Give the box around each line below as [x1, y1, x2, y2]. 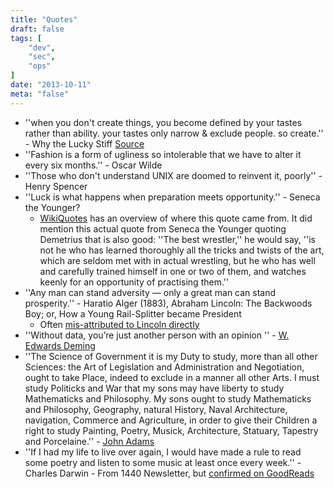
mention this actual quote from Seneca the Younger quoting [39, 222, 287, 235]
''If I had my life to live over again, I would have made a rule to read [24, 446, 302, 458]
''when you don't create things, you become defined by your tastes [24, 116, 303, 128]
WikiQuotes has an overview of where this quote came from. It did [39, 212, 313, 224]
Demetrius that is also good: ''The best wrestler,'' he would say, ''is [39, 233, 316, 245]
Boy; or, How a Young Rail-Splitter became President [24, 307, 242, 320]
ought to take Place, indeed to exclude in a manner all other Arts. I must [24, 371, 320, 383]
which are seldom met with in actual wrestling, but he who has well [39, 254, 316, 266]
